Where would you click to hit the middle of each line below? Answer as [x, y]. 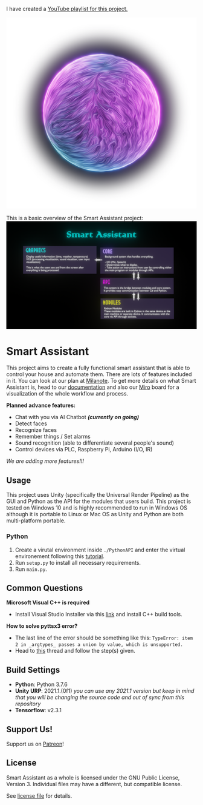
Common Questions [45, 588]
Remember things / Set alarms [53, 437]
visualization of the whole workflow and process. [67, 394]
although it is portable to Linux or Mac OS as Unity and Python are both [95, 514]
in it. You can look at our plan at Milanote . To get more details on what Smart [101, 381]
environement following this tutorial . [60, 556]
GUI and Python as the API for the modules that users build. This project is [99, 501]
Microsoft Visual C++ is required [48, 602]
